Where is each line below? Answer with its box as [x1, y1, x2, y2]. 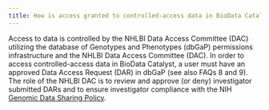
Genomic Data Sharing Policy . [8, 92, 106, 102]
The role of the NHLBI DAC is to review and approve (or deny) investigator [8, 76, 252, 85]
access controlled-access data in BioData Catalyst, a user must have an [8, 59, 246, 69]
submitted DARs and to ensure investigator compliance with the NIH [8, 84, 232, 94]
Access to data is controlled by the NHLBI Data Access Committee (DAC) [8, 33, 249, 43]
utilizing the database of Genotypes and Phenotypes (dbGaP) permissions [8, 41, 254, 52]
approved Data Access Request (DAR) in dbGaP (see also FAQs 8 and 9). [8, 67, 248, 77]
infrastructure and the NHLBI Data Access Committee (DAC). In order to [8, 50, 244, 60]
